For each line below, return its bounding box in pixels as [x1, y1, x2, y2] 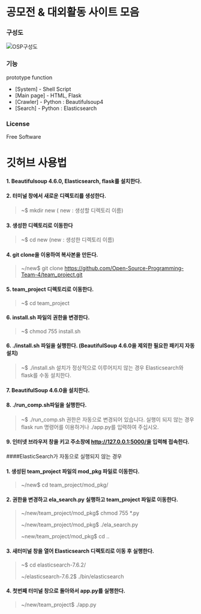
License [6, 120, 30, 128]
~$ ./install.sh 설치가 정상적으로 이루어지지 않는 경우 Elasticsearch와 [20, 364, 184, 371]
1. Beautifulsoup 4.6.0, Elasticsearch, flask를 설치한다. [6, 177, 142, 184]
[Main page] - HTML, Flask [14, 91, 82, 99]
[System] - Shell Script [14, 85, 71, 93]
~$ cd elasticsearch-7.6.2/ [20, 561, 86, 568]
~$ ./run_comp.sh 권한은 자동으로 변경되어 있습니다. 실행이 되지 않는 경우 [20, 416, 194, 423]
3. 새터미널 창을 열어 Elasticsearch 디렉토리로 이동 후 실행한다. [6, 547, 154, 555]
